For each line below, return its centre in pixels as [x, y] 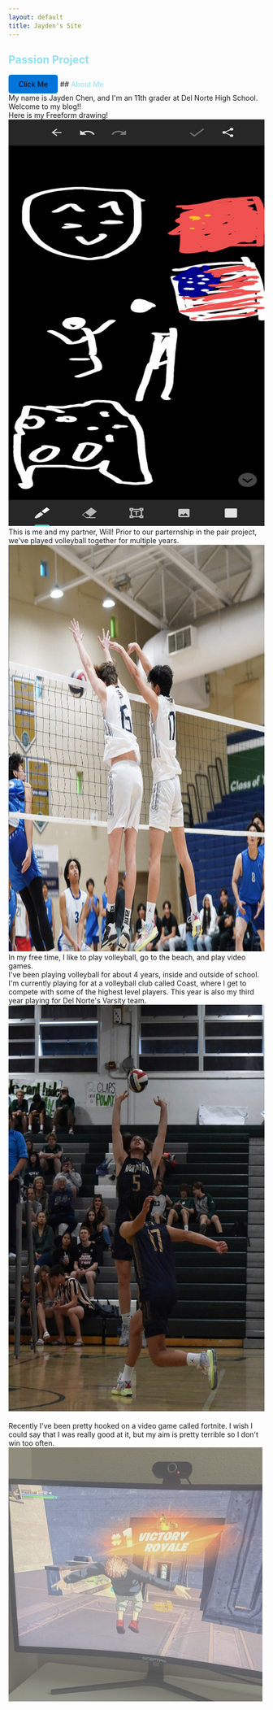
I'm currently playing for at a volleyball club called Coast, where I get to [128, 983]
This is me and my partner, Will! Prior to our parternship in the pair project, [133, 532]
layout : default [36, 17]
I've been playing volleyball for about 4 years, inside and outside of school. [134, 975]
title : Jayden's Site [45, 26]
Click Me [34, 85]
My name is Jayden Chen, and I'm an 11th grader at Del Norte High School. [133, 98]
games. [21, 966]
